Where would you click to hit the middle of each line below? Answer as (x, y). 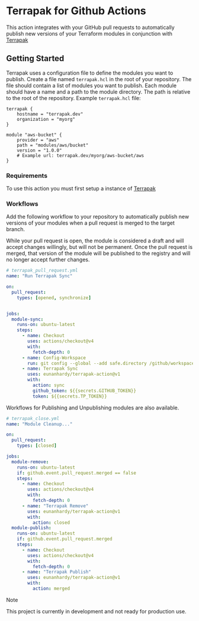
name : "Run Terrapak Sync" (39, 276)
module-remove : (30, 462)
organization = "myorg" (46, 119)
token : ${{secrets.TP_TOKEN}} (70, 396)
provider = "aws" (38, 140)
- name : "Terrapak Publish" (57, 572)
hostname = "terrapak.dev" (50, 114)
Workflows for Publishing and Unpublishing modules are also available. (93, 408)
